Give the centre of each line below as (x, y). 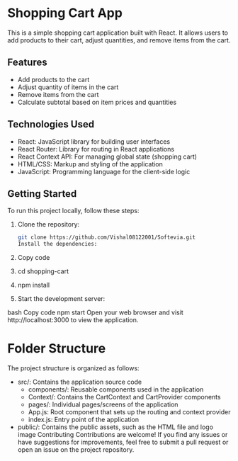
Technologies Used (51, 124)
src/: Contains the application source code (80, 382)
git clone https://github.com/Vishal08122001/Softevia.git (107, 238)
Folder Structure (57, 349)
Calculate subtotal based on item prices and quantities (97, 102)
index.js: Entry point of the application (84, 420)
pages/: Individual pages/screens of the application (103, 404)
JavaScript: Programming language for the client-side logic (104, 171)
